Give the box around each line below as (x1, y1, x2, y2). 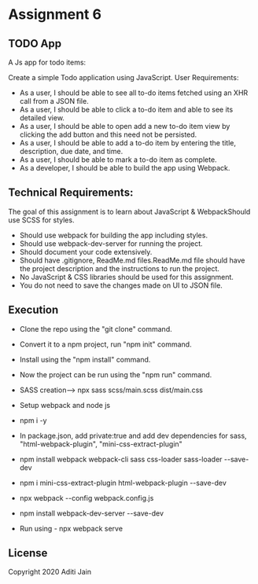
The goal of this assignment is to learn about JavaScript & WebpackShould (8, 207, 251, 216)
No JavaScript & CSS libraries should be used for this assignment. (19, 272, 234, 281)
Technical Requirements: (8, 186, 134, 200)
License (8, 546, 48, 560)
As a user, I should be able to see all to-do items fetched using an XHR (19, 88, 249, 97)
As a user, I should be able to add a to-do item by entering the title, (19, 138, 237, 147)
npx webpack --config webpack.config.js (19, 493, 154, 502)
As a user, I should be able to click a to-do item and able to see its (19, 105, 234, 114)
